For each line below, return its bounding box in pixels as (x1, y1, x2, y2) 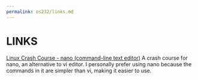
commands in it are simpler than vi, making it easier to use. (6, 67, 152, 74)
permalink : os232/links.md (6, 8, 74, 15)
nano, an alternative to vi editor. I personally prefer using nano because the (6, 60, 192, 67)
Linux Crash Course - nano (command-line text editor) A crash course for (6, 54, 188, 61)
